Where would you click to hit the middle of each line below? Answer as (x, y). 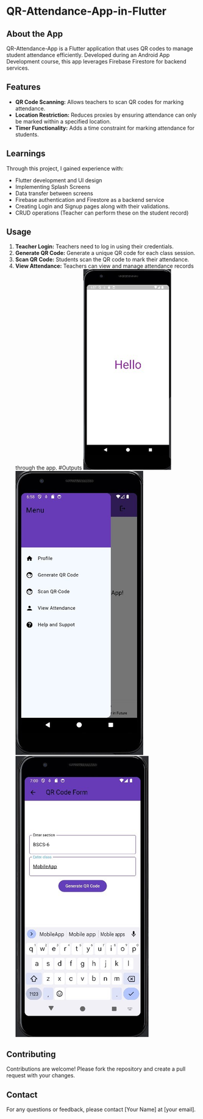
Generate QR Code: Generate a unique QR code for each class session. (105, 253)
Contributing (31, 1054)
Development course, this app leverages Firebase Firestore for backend (97, 61)
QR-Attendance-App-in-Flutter (87, 11)
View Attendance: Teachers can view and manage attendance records (104, 266)
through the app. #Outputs (48, 468)
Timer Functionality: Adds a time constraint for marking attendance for (105, 128)
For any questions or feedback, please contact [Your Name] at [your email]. (101, 1110)
